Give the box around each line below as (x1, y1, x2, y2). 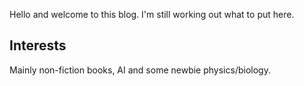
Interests (9, 37, 67, 54)
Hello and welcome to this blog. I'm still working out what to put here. (9, 9, 295, 20)
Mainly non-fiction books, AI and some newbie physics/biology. (9, 64, 271, 76)
